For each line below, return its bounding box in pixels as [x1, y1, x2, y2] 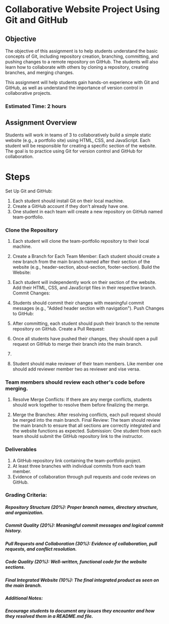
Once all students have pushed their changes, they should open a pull [12, 336, 158, 342]
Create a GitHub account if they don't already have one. [12, 203, 129, 209]
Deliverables [5, 446, 37, 453]
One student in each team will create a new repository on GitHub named [12, 208, 163, 214]
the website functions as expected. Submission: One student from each [12, 428, 161, 434]
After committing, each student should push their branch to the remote [12, 320, 160, 326]
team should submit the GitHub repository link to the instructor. [12, 433, 144, 439]
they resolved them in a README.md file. [5, 613, 93, 619]
